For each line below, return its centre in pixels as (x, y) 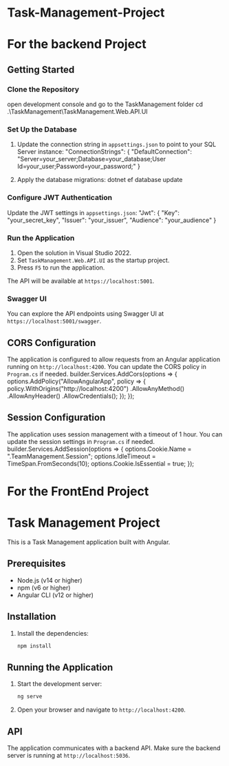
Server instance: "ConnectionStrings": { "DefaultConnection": (105, 152)
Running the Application (60, 667)
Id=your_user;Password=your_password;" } (79, 166)
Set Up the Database (42, 129)
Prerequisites (36, 564)
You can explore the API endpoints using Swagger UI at (86, 314)
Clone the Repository (43, 89)
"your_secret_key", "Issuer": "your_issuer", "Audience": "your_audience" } (112, 220)
